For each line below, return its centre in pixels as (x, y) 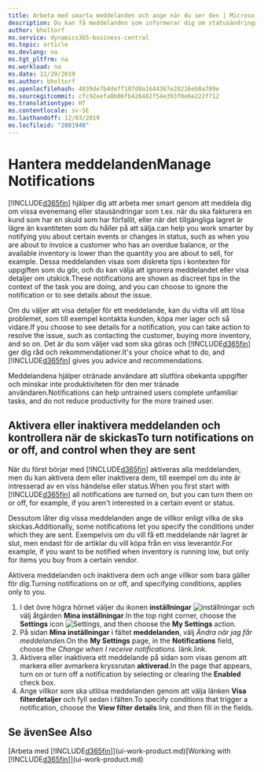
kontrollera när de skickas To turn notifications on (131, 438)
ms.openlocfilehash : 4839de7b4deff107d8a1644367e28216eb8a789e (114, 89)
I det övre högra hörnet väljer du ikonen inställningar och (137, 607)
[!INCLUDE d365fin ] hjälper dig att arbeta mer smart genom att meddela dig (130, 202)
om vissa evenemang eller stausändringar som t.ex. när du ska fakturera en (130, 211)
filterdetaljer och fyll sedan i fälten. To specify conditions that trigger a (134, 699)
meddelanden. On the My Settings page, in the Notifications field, (126, 640)
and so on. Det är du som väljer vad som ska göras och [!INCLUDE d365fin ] (130, 343)
